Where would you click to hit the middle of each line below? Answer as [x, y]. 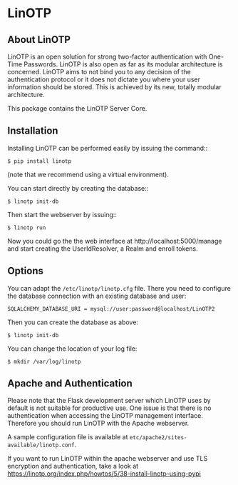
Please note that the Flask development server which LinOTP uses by [109, 401]
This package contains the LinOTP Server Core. [77, 108]
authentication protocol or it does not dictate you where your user [104, 79]
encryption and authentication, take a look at [73, 466]
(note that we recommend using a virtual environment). [88, 174]
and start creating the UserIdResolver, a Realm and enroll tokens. [103, 249]
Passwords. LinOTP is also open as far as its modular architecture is [123, 64]
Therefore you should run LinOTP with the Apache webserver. [98, 424]
